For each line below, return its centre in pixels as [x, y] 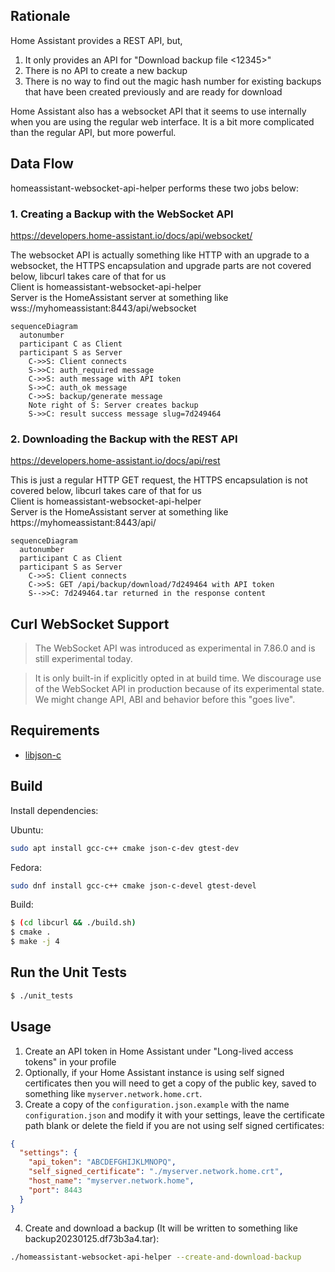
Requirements [55, 730]
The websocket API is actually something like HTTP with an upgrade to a [160, 255]
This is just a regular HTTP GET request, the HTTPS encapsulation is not [159, 480]
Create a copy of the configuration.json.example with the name [157, 1104]
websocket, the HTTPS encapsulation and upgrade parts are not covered [161, 265]
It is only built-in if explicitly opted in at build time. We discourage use [178, 678]
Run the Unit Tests [68, 972]
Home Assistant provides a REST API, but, [96, 40]
